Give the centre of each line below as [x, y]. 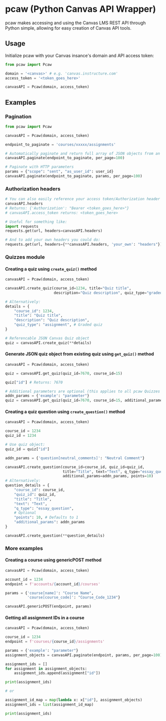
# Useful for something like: [36, 222]
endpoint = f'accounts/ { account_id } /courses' [53, 584]
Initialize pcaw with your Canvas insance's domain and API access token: [80, 55]
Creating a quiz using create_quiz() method [51, 269]
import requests [22, 226]
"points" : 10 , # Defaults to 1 [46, 517]
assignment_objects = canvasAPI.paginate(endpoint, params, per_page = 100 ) [84, 655]
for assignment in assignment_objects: [46, 669]
